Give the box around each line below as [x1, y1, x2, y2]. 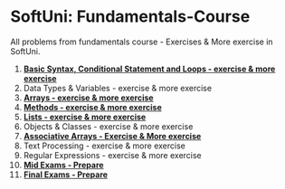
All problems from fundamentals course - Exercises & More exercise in [10, 36, 274, 47]
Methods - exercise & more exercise [23, 101, 162, 112]
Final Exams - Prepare [23, 169, 108, 180]
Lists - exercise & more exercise [23, 111, 147, 122]
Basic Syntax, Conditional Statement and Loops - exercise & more [23, 63, 276, 74]
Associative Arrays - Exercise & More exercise [23, 130, 202, 141]
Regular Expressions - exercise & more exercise [23, 149, 202, 160]
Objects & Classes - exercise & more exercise [23, 120, 194, 132]
